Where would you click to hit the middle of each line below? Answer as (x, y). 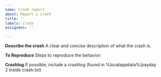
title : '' (15, 19)
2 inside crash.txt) (23, 70)
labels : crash (20, 23)
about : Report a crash (28, 14)
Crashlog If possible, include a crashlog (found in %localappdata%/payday (81, 65)
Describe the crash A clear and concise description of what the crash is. (78, 46)
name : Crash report (25, 10)
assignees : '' (20, 28)
